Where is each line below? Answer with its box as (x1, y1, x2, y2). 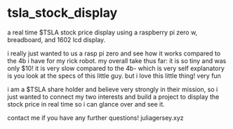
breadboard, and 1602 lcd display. (7, 35, 106, 43)
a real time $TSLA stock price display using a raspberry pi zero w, (7, 28, 198, 36)
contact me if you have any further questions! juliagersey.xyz (7, 114, 184, 122)
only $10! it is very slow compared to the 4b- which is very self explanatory (7, 64, 225, 72)
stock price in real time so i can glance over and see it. (7, 100, 165, 108)
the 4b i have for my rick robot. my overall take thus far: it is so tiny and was (7, 56, 227, 64)
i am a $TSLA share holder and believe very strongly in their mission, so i (7, 85, 218, 93)
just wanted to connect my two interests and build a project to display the (7, 93, 220, 101)
